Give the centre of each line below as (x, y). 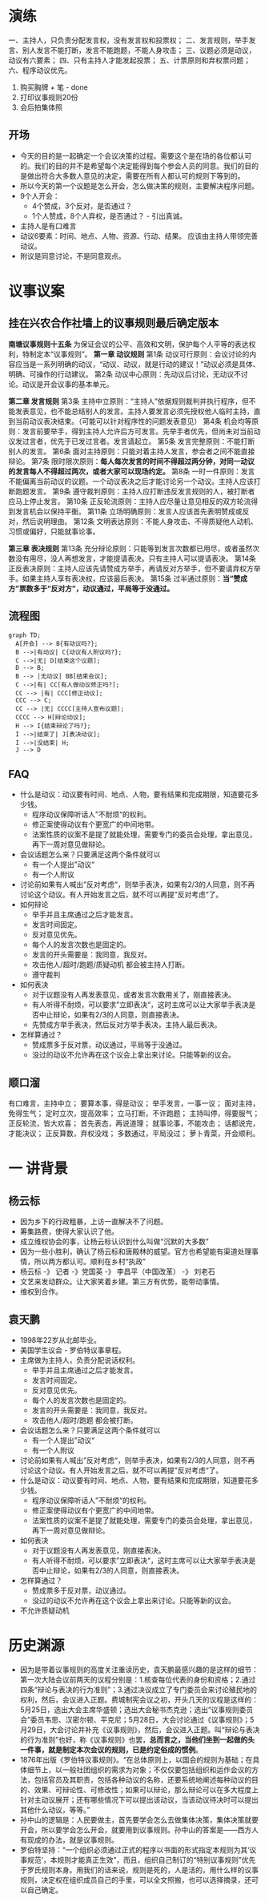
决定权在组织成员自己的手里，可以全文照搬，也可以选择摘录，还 (147, 1880)
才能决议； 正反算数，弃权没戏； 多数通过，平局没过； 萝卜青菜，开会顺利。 (134, 1134)
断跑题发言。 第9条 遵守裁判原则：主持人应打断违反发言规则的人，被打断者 (132, 491)
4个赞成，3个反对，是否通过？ (82, 206)
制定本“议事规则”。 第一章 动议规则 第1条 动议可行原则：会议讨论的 (139, 354)
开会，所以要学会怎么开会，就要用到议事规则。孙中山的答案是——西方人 (139, 1829)
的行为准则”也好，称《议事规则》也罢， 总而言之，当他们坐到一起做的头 (137, 1739)
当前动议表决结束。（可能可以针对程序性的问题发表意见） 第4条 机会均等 (133, 421)
